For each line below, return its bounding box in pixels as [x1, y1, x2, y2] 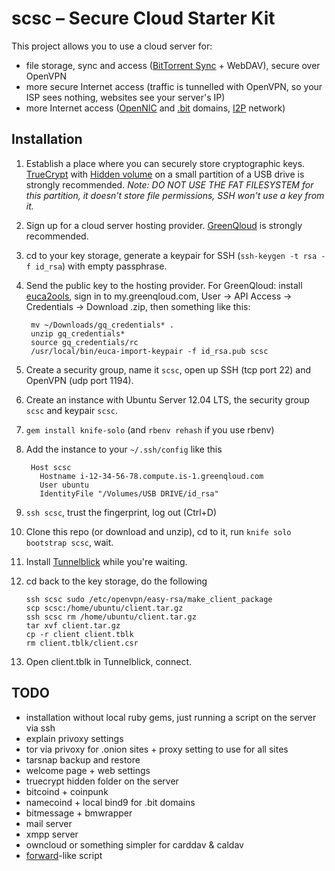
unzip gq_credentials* [30, 328, 126, 339]
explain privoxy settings [25, 732, 124, 744]
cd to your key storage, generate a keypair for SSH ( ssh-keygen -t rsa [25, 249, 318, 261]
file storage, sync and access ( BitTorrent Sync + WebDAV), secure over [25, 59, 321, 71]
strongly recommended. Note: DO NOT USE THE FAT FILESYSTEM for [25, 178, 314, 191]
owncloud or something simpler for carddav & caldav [25, 838, 244, 851]
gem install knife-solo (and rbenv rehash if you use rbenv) [25, 423, 275, 436]
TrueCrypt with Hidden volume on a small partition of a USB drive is [25, 168, 305, 180]
